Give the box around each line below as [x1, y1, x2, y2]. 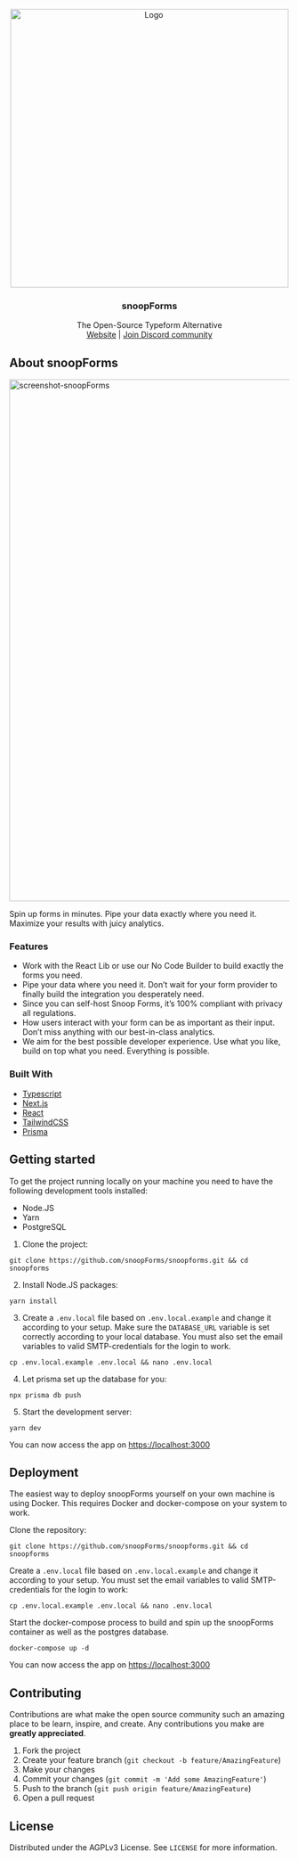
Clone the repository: [9, 1525, 87, 1536]
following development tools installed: [9, 1185, 149, 1196]
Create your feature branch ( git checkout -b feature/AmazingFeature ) [21, 1755, 282, 1766]
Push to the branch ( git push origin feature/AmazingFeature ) [21, 1783, 252, 1794]
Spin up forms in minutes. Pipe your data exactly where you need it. [9, 909, 257, 920]
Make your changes [21, 1765, 95, 1775]
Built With [9, 1068, 53, 1080]
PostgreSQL [21, 1221, 67, 1232]
